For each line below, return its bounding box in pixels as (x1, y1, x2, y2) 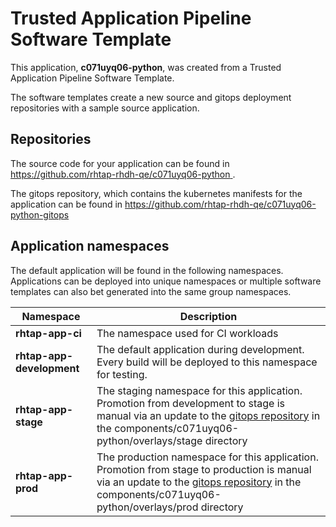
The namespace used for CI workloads (96, 326, 279, 340)
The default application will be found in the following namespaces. (10, 264, 284, 276)
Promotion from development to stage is (96, 396, 285, 410)
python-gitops (10, 208, 70, 221)
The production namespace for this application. (96, 450, 319, 464)
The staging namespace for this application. (96, 383, 303, 397)
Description (179, 309, 238, 323)
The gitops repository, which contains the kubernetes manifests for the (10, 187, 303, 199)
